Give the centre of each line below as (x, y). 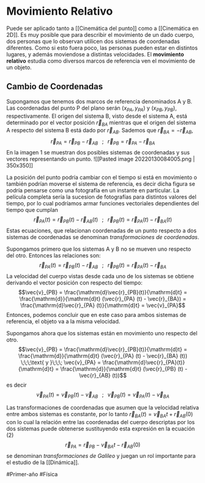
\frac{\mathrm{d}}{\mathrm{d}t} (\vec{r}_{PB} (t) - (124, 368)
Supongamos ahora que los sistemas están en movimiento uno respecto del (102, 333)
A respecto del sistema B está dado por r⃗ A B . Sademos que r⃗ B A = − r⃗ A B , (100, 131)
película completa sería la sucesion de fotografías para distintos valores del (102, 197)
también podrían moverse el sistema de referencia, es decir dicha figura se (101, 184)
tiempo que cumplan (32, 210)
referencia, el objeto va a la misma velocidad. (63, 321)
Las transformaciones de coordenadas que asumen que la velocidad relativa (103, 408)
